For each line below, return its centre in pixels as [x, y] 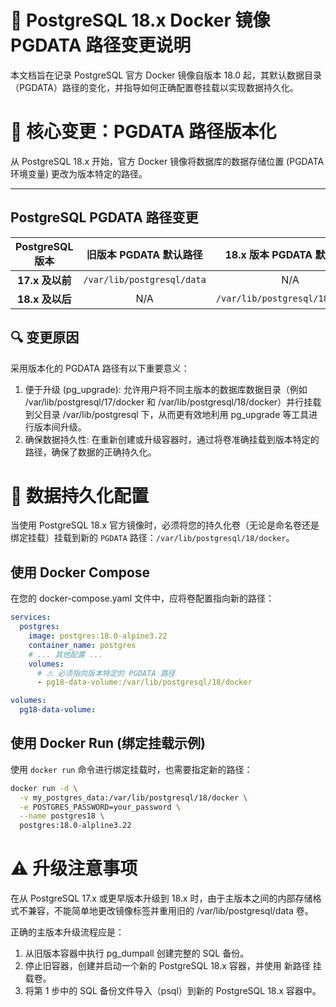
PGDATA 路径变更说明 [101, 45]
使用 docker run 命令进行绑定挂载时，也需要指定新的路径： [131, 769]
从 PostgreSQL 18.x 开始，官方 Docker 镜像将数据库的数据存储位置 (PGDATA [167, 161]
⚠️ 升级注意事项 [74, 868]
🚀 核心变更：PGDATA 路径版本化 [143, 132]
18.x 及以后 [44, 299]
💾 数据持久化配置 [80, 495]
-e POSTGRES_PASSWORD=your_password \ [100, 807]
